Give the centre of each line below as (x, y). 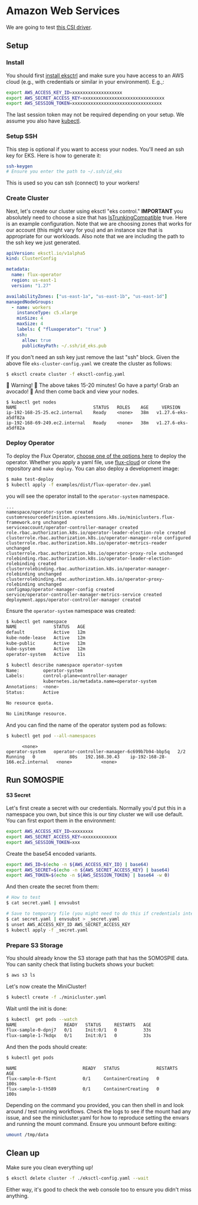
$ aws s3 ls (21, 975)
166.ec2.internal (27, 762)
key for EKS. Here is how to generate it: (54, 155)
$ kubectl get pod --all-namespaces (51, 736)
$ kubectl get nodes (32, 402)
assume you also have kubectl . (44, 121)
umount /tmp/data (27, 1135)
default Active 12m (46, 632)
